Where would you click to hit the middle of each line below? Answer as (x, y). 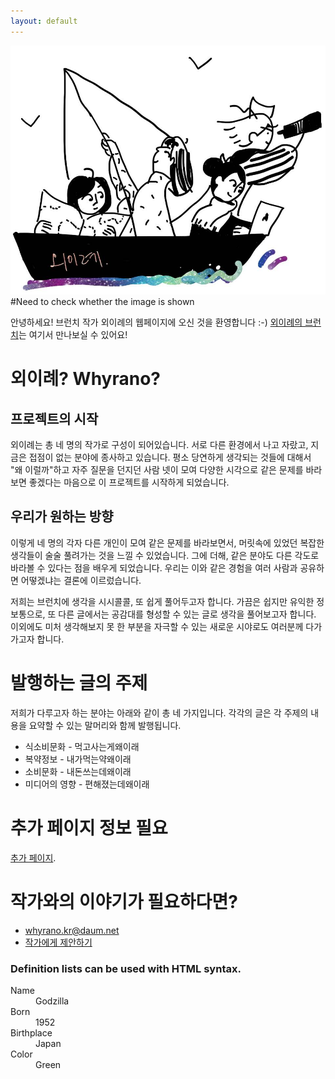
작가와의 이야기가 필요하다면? (124, 901)
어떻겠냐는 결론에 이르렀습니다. (81, 580)
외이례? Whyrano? (85, 379)
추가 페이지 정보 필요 (89, 828)
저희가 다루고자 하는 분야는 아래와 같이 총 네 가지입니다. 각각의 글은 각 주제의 (159, 712)
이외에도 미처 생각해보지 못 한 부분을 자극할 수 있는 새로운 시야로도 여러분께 (157, 626)
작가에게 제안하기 (58, 942)
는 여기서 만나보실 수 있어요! (73, 335)
